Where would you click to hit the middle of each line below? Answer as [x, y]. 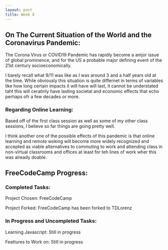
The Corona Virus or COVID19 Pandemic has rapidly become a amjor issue [82, 55]
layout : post [19, 10]
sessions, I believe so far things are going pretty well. [60, 126]
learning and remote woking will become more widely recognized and [77, 141]
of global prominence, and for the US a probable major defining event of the [83, 60]
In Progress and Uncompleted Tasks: [51, 221]
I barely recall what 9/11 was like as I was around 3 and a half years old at [81, 75]
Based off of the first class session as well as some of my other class [76, 121]
